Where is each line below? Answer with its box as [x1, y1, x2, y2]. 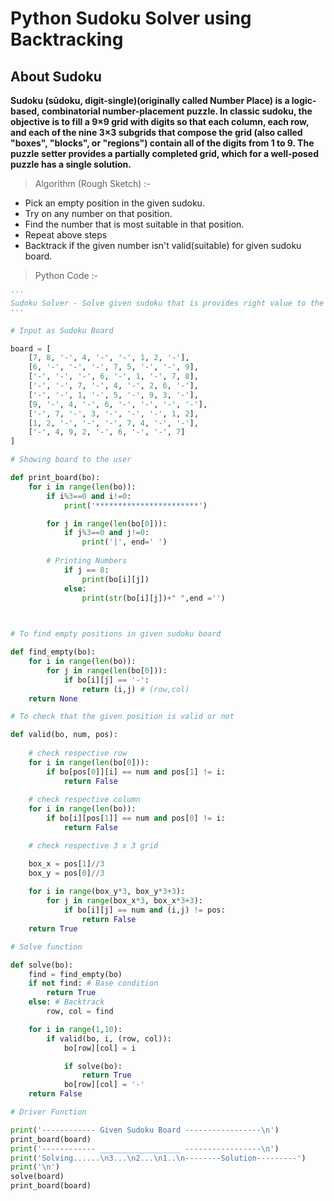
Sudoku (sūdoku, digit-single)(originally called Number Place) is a [10, 95, 290, 106]
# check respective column [28, 795, 141, 805]
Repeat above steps [24, 229, 108, 241]
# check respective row [28, 748, 128, 758]
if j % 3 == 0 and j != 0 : [63, 528, 150, 538]
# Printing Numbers [46, 556, 128, 566]
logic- [291, 95, 317, 106]
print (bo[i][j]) [81, 574, 150, 584]
